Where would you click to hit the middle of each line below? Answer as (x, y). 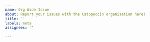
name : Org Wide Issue (27, 10)
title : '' (15, 19)
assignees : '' (20, 28)
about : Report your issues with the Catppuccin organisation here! (75, 14)
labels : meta (18, 23)
